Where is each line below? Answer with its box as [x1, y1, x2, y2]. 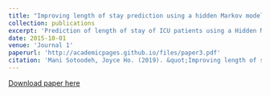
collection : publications [8, 19, 95, 27]
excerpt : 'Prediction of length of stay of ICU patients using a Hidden [8, 26, 257, 34]
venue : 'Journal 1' [8, 42, 74, 50]
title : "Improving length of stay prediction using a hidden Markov [8, 11, 243, 20]
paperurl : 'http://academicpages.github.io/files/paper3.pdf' [8, 49, 221, 57]
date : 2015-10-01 [8, 34, 67, 42]
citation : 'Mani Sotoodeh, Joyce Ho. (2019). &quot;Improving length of [8, 57, 257, 65]
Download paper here [8, 78, 80, 88]
